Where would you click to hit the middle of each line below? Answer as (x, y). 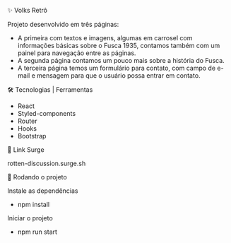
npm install (34, 205)
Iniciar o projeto (30, 218)
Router (27, 121)
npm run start (37, 232)
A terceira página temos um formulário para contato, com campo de (117, 68)
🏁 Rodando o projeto (37, 177)
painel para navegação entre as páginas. (77, 53)
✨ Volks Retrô (28, 10)
